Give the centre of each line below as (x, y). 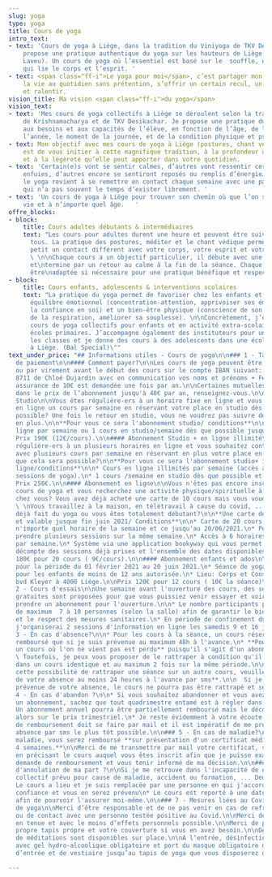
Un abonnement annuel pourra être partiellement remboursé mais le (132, 710)
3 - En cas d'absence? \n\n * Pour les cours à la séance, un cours (130, 634)
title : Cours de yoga (45, 31)
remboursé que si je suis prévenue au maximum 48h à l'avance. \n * (130, 642)
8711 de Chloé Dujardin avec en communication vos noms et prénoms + (135, 378)
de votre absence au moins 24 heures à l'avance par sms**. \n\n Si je (139, 679)
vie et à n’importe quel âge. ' (81, 204)
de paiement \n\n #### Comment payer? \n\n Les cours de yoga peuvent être (139, 363)
